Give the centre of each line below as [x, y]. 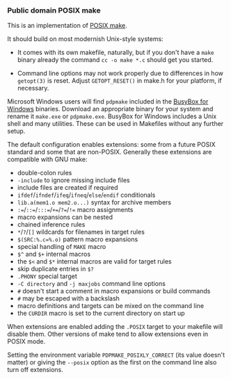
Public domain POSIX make [54, 10]
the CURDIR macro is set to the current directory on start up [101, 313]
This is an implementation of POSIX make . [67, 26]
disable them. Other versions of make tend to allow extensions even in [108, 334]
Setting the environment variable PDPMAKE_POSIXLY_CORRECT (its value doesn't [116, 355]
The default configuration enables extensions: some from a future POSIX [111, 145]
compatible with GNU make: [47, 159]
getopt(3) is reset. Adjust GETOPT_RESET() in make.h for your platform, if [120, 81]
